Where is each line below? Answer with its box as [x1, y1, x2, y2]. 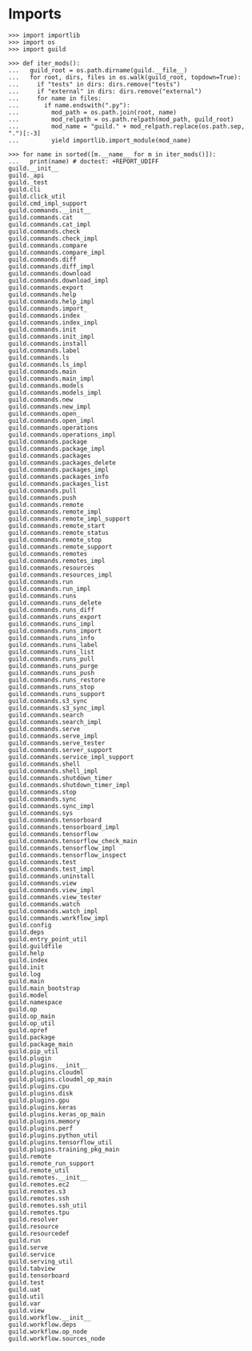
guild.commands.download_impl [8, 276, 110, 284]
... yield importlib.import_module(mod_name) [8, 136, 192, 144]
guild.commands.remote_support [8, 542, 113, 551]
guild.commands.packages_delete [8, 458, 116, 467]
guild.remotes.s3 [8, 1187, 66, 1196]
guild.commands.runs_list [8, 648, 94, 656]
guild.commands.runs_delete [8, 598, 102, 607]
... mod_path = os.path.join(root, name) [8, 108, 178, 116]
